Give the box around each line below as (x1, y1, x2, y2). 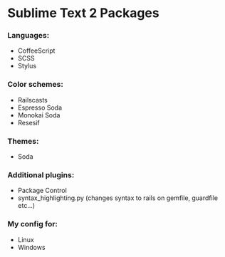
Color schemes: (7, 80, 64, 90)
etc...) (17, 201, 36, 210)
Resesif (17, 118, 41, 127)
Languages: (7, 31, 50, 41)
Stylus (17, 62, 37, 70)
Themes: (7, 136, 39, 146)
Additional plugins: (7, 170, 75, 179)
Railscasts (17, 95, 48, 104)
